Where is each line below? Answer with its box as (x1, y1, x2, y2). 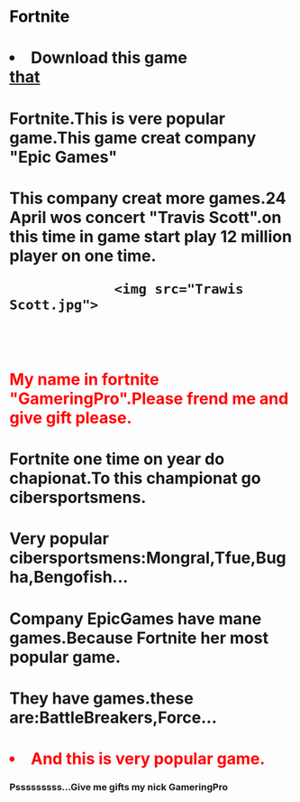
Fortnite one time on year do (9, 449, 225, 470)
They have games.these (9, 688, 194, 708)
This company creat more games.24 (9, 188, 286, 209)
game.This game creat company (9, 127, 257, 148)
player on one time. (9, 246, 157, 266)
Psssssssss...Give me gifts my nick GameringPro (9, 780, 228, 793)
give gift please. (9, 407, 132, 428)
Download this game (31, 48, 187, 69)
